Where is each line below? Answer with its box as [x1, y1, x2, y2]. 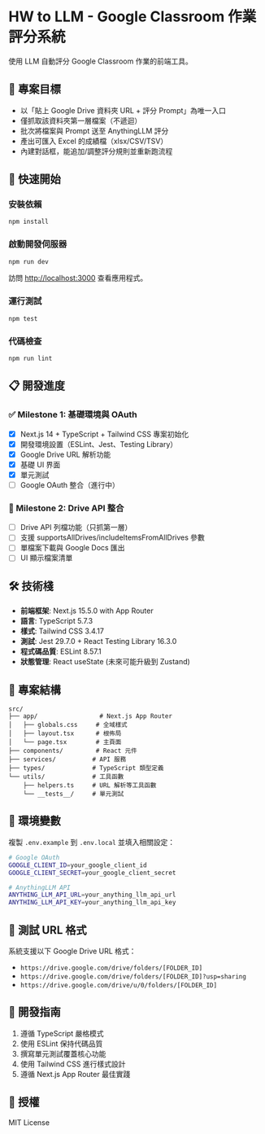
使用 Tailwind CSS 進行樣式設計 [20, 1059, 126, 1069]
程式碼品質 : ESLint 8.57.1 [20, 646, 102, 656]
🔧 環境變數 [8, 814, 61, 828]
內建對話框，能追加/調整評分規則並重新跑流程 [20, 146, 173, 155]
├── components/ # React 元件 [8, 747, 137, 755]
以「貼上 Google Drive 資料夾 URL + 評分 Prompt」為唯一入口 [20, 105, 226, 115]
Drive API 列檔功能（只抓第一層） [20, 523, 132, 532]
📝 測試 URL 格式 [8, 923, 87, 937]
